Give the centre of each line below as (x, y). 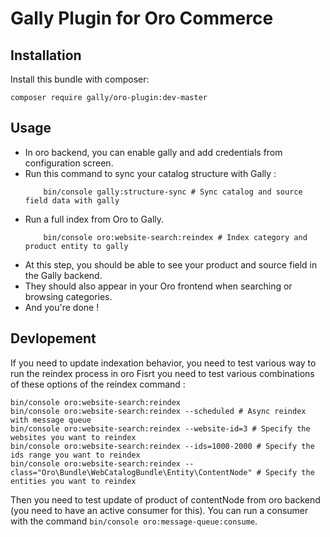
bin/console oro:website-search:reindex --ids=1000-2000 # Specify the (162, 446)
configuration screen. (69, 163)
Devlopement (53, 338)
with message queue (51, 420)
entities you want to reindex (73, 481)
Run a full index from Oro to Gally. (94, 219)
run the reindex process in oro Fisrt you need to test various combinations (162, 373)
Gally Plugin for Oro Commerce (142, 18)
